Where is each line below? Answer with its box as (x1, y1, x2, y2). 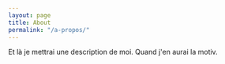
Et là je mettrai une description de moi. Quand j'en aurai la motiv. (8, 48, 219, 57)
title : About (8, 19, 51, 27)
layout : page (8, 11, 51, 20)
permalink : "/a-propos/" (8, 26, 90, 34)
